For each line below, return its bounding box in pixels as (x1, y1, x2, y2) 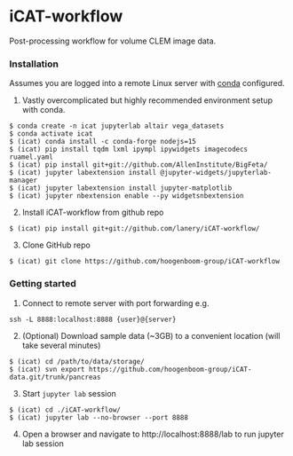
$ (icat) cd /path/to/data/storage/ (9, 357, 145, 366)
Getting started (9, 278, 77, 290)
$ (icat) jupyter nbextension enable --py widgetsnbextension (9, 192, 244, 200)
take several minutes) (21, 340, 101, 350)
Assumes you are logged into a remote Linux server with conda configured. (9, 78, 285, 89)
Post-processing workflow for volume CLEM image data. (9, 35, 217, 46)
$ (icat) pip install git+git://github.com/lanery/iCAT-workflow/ (9, 224, 260, 233)
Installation (9, 58, 59, 70)
